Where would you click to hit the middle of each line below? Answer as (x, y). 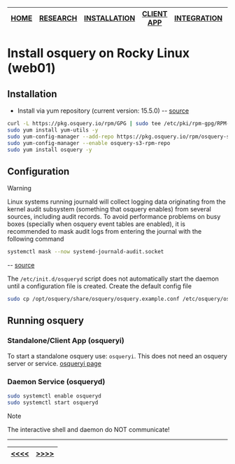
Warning (19, 188)
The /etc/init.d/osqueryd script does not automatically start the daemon (113, 279)
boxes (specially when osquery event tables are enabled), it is (96, 224)
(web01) (31, 68)
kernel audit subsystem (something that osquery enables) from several (109, 209)
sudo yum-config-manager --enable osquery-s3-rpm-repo (89, 143)
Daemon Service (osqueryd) (56, 381)
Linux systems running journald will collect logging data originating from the (116, 202)
